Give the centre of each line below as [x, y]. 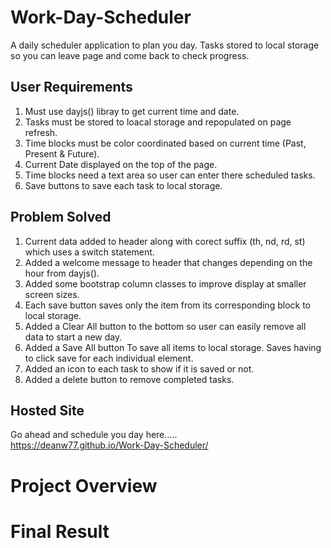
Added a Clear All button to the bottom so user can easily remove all [165, 326]
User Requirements [71, 87]
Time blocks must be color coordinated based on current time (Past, [165, 143]
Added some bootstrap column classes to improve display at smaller [165, 283]
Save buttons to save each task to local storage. [123, 185]
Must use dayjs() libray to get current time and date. [132, 111]
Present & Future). [62, 153]
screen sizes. [52, 294]
